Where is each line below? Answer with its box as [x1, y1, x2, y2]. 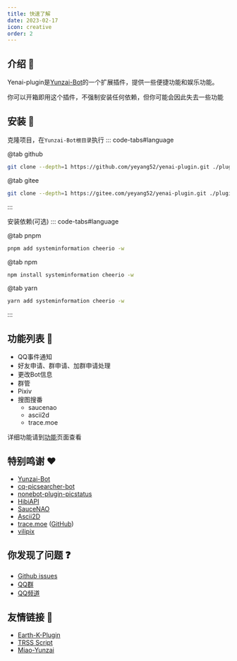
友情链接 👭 [7, 612, 53, 624]
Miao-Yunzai [17, 645, 54, 654]
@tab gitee [7, 176, 39, 184]
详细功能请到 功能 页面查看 [7, 433, 82, 442]
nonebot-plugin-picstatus [17, 490, 92, 498]
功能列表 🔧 [7, 332, 53, 344]
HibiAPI [17, 497, 39, 505]
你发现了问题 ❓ [7, 550, 71, 562]
